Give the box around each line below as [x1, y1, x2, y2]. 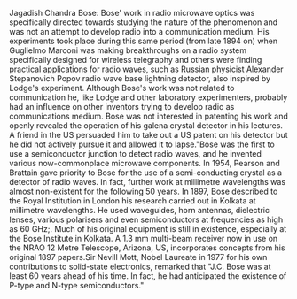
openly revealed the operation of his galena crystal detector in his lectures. [9, 120, 284, 131]
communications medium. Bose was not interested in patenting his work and [9, 111, 288, 121]
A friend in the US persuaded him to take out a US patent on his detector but [9, 130, 288, 140]
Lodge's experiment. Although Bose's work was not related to [9, 83, 235, 93]
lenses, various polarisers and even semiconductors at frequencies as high [9, 214, 284, 225]
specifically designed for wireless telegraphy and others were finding [9, 55, 262, 65]
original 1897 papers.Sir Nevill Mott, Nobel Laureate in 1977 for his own [9, 252, 268, 262]
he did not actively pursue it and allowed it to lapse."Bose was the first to [9, 139, 275, 149]
